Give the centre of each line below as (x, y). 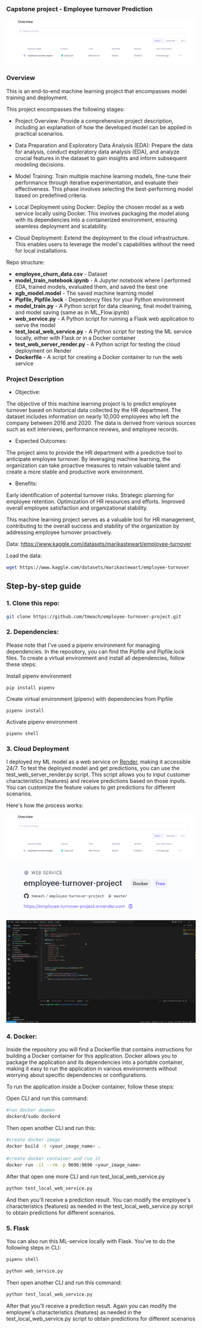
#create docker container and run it (54, 1159)
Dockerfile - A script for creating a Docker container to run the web (99, 357)
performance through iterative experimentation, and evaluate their (97, 182)
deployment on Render (43, 350)
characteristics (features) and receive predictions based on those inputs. (96, 781)
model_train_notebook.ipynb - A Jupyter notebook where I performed (103, 280)
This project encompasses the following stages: (66, 109)
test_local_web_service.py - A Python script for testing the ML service (103, 331)
